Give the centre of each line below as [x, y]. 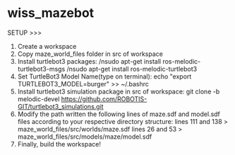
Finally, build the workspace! [59, 144]
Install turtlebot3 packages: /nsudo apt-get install [89, 61]
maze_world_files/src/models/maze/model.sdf [85, 137]
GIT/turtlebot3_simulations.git [60, 106]
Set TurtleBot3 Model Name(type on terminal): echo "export [104, 76]
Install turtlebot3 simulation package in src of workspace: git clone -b [119, 91]
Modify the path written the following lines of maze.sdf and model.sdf [119, 114]
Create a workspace [47, 46]
